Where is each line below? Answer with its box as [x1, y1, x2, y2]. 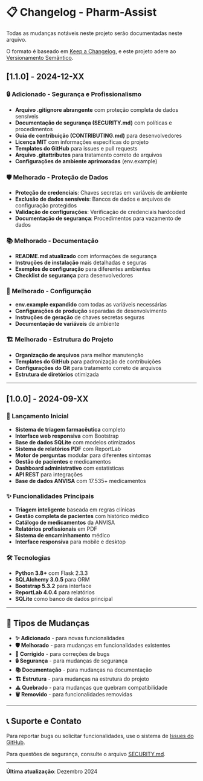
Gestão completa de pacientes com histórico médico [14, 512, 149, 519]
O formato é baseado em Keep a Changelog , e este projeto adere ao [6, 47, 176, 55]
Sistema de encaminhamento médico [14, 531, 111, 539]
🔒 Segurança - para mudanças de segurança [14, 657, 128, 664]
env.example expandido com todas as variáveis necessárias [14, 300, 167, 308]
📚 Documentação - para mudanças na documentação [14, 666, 152, 673]
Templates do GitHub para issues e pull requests [14, 144, 138, 152]
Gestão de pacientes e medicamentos [14, 458, 111, 465]
